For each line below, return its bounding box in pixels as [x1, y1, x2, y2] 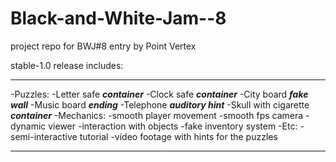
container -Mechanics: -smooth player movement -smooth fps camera [10, 109, 304, 121]
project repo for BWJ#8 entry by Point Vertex [10, 40, 197, 52]
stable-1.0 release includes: [10, 59, 124, 71]
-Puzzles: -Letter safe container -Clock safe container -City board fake [10, 88, 309, 100]
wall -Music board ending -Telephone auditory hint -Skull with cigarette [10, 98, 310, 111]
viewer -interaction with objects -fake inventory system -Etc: [48, 120, 298, 132]
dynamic [10, 120, 47, 132]
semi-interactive [10, 130, 78, 142]
